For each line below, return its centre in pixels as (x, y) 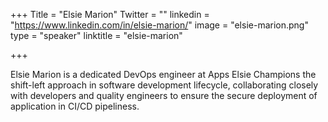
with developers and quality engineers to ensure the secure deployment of (164, 95)
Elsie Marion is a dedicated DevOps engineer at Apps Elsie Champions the (163, 74)
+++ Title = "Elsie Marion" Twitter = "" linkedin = (110, 14)
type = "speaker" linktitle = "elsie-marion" (96, 35)
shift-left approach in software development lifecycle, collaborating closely (164, 85)
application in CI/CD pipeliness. (75, 106)
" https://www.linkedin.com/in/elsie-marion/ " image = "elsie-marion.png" (159, 25)
